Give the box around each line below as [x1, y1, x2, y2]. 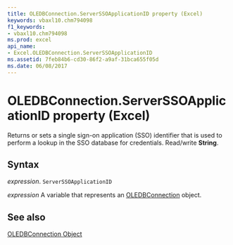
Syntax [7, 159, 39, 171]
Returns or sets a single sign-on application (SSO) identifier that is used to [7, 131, 223, 139]
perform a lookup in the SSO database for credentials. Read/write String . [7, 138, 219, 147]
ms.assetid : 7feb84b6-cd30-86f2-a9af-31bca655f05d [7, 56, 159, 63]
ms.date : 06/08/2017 [7, 62, 68, 69]
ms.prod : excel [7, 37, 52, 44]
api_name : [7, 43, 37, 50]
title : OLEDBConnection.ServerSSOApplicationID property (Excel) [7, 10, 203, 18]
